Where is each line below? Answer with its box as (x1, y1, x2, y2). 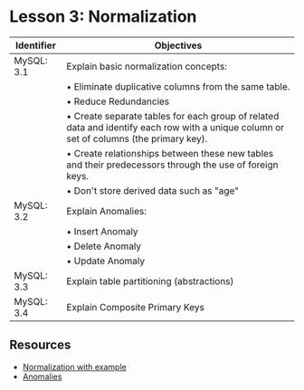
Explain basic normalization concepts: (66, 60, 228, 72)
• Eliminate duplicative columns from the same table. (66, 80, 290, 92)
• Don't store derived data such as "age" (66, 184, 240, 196)
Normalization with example (22, 361, 127, 372)
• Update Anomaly (66, 254, 146, 267)
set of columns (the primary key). (66, 132, 208, 145)
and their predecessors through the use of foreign (66, 158, 279, 171)
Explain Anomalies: (66, 205, 147, 217)
